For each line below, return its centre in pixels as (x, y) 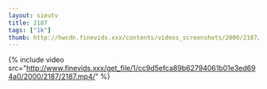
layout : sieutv (33, 15)
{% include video (37, 60)
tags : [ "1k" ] (30, 30)
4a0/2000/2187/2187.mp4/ (52, 76)
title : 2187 (28, 23)
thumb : (19, 37)
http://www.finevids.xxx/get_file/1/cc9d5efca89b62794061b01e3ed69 (141, 69)
